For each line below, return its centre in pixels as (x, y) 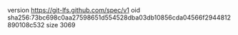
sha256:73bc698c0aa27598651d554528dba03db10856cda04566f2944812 (119, 17)
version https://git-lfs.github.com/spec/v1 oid (74, 10)
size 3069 (61, 25)
